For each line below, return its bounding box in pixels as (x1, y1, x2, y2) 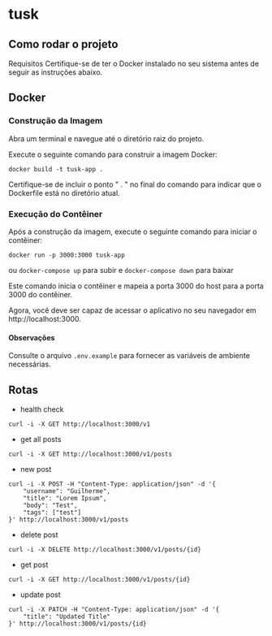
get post (19, 560, 49, 569)
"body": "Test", (23, 501, 79, 509)
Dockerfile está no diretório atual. (8, 188, 120, 197)
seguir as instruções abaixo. (8, 67, 103, 77)
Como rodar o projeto (8, 37, 119, 51)
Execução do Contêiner (8, 208, 103, 219)
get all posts (19, 435, 62, 443)
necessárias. (8, 359, 51, 370)
